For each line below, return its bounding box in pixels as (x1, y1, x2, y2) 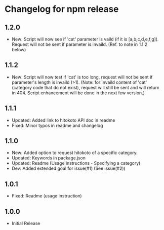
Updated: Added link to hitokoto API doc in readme (11, 117, 116, 123)
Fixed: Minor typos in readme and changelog (11, 122, 103, 128)
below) (11, 47, 26, 52)
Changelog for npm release (4, 3, 119, 15)
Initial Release (11, 221, 41, 227)
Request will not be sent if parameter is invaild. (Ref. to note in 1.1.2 (11, 41, 148, 47)
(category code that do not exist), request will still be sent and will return (11, 84, 160, 90)
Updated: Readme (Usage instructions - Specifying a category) (11, 160, 141, 166)
